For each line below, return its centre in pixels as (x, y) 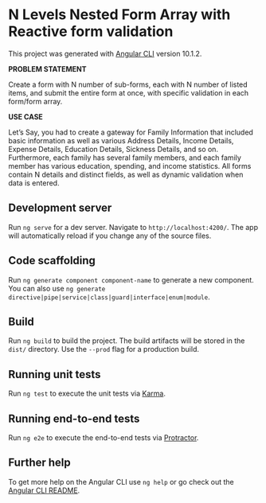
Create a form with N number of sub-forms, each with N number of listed (128, 84)
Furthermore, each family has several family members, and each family (125, 158)
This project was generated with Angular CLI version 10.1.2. (105, 53)
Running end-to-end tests (74, 418)
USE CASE (26, 116)
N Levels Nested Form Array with (119, 15)
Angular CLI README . (44, 490)
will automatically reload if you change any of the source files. (110, 236)
